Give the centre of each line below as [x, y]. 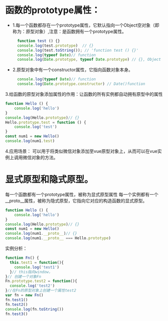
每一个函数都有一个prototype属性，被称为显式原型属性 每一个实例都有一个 [82, 194]
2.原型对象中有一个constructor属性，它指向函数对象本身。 [72, 70]
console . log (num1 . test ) [30, 141]
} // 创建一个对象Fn [23, 276]
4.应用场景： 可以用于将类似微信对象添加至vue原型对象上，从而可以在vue [81, 151]
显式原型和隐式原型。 [49, 180]
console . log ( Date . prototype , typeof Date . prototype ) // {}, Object [89, 60]
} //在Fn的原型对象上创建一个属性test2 [41, 291]
